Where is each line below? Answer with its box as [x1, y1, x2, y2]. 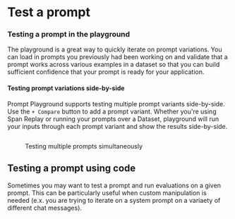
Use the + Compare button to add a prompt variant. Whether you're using [7, 107, 217, 115]
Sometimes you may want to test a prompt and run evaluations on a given [7, 181, 221, 189]
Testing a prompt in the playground [7, 30, 131, 39]
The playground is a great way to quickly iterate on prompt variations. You [7, 45, 222, 54]
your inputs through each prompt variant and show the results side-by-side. [7, 122, 228, 130]
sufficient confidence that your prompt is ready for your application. [7, 68, 205, 76]
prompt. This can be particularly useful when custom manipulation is [7, 188, 207, 197]
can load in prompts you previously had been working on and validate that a [7, 53, 228, 61]
